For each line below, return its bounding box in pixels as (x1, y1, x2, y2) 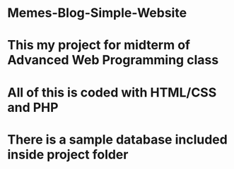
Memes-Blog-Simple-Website (7, 5, 187, 21)
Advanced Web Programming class (7, 52, 219, 68)
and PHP (7, 99, 59, 115)
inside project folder (7, 146, 129, 163)
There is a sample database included (7, 132, 228, 147)
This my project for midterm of (7, 37, 191, 54)
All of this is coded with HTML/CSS (7, 84, 217, 100)
